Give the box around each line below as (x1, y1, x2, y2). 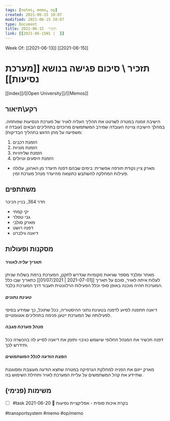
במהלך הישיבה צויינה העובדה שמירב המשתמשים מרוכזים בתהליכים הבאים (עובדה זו (5, 124, 165, 130)
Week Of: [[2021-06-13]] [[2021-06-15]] (5, 45, 89, 51)
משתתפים (5, 185, 36, 194)
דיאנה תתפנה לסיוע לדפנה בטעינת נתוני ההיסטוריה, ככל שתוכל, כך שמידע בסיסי (5, 306, 158, 312)
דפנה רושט (12, 224, 34, 231)
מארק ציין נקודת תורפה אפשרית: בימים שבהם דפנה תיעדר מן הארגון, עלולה (12, 165, 155, 171)
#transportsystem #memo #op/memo (5, 410, 83, 416)
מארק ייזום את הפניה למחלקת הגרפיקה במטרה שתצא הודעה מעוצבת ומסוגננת (5, 366, 154, 372)
